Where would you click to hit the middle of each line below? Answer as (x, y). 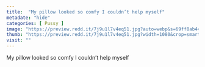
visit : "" (19, 40)
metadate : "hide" (28, 18)
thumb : (15, 35)
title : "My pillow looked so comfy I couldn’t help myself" (86, 12)
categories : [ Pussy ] (35, 23)
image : (15, 29)
